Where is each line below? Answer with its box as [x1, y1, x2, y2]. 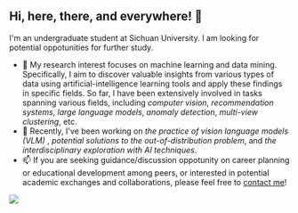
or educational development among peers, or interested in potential [21, 167, 270, 178]
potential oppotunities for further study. [9, 42, 154, 53]
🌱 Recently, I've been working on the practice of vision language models [21, 126, 289, 136]
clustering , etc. [21, 116, 77, 127]
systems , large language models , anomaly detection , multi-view [21, 106, 258, 117]
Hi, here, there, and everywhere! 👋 [9, 9, 203, 24]
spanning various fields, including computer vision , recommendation [21, 97, 274, 108]
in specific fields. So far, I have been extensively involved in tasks [21, 87, 262, 98]
